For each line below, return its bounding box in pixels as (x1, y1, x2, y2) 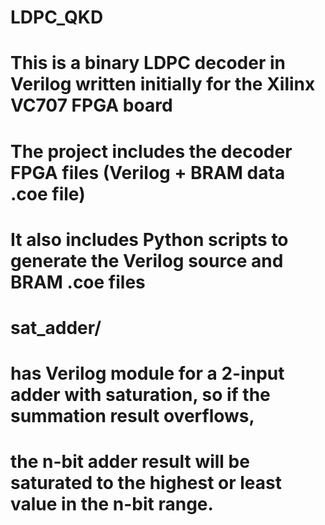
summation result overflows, (10, 405, 255, 428)
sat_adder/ (10, 316, 102, 339)
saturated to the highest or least (10, 472, 283, 495)
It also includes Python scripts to (10, 228, 289, 251)
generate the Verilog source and (10, 249, 284, 272)
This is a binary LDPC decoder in (10, 52, 286, 75)
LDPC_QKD (10, 6, 104, 29)
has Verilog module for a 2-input (10, 362, 285, 385)
